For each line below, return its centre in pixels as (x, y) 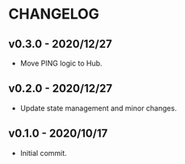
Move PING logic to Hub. (61, 63)
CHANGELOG (54, 14)
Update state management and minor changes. (99, 108)
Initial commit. (43, 153)
